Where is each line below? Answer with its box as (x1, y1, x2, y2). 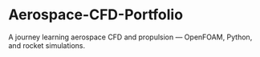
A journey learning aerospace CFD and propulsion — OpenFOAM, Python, (8, 32, 253, 42)
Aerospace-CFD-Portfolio (8, 6, 183, 24)
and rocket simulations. (8, 40, 86, 50)
